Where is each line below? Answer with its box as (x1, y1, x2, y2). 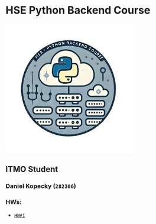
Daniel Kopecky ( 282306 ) (5, 182, 76, 190)
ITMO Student (5, 164, 58, 174)
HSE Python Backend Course (5, 4, 151, 17)
